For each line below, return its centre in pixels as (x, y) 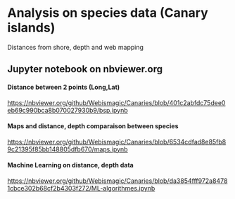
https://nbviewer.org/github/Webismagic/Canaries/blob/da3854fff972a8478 (118, 181)
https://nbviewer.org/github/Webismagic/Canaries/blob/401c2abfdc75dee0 (116, 102)
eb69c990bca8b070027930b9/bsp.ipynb (68, 110)
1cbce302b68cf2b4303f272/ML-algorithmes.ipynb (81, 188)
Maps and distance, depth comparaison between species (93, 126)
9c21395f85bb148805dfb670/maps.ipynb (68, 149)
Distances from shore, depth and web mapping (76, 47)
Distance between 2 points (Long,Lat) (64, 87)
